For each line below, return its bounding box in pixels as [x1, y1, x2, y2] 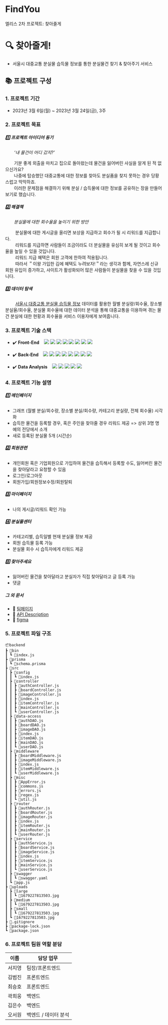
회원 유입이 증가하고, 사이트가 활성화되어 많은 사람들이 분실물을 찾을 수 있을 [5, 267, 152, 273]
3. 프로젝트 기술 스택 [5, 327, 51, 334]
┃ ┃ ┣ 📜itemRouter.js [5, 823, 50, 828]
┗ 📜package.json [5, 928, 39, 933]
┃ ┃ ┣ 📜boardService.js [5, 845, 55, 850]
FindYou [5, 3, 40, 15]
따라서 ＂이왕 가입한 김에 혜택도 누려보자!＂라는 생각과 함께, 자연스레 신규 [14, 261, 158, 267]
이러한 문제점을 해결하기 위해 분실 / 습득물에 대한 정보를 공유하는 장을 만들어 [14, 185, 162, 191]
